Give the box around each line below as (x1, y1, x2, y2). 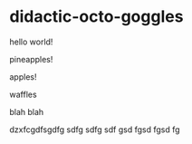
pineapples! (9, 53, 53, 64)
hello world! (9, 36, 53, 47)
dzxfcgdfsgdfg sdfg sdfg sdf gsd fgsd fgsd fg (9, 124, 180, 135)
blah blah (9, 106, 44, 117)
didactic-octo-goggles (9, 6, 184, 27)
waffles (9, 89, 38, 100)
